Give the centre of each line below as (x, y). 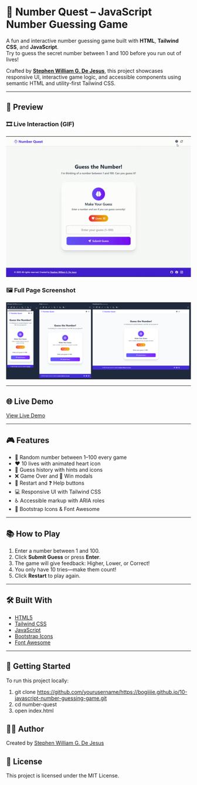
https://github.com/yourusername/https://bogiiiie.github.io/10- (112, 692)
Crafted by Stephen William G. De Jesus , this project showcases (84, 70)
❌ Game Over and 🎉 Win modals (53, 476)
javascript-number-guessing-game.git (61, 698)
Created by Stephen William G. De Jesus (55, 743)
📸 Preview (25, 107)
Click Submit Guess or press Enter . (57, 557)
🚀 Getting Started (38, 666)
